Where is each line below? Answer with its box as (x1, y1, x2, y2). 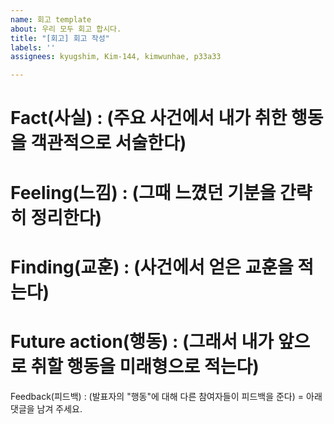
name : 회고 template (10, 14, 92, 25)
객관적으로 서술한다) (30, 132, 187, 155)
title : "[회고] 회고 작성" (10, 33, 110, 43)
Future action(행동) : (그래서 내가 (10, 330, 275, 353)
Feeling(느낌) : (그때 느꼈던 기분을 (10, 181, 277, 204)
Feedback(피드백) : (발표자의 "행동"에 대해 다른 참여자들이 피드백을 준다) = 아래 (10, 390, 323, 402)
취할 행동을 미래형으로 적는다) (30, 355, 260, 378)
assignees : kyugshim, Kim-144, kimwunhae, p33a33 (10, 52, 222, 62)
